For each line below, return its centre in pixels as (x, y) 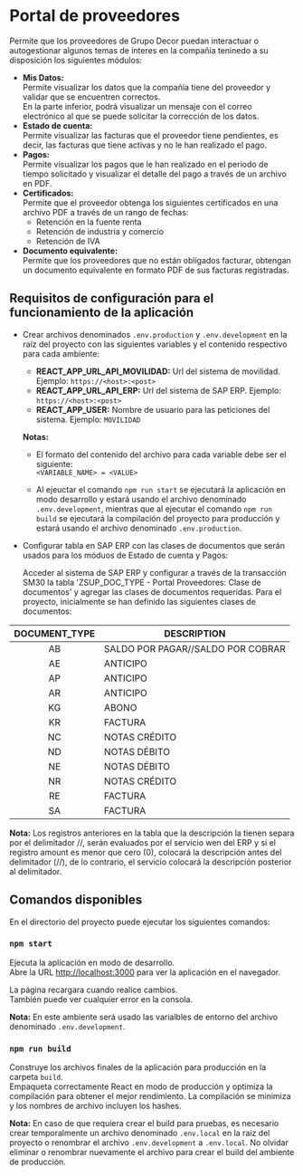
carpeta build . (36, 1077)
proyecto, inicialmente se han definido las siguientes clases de (139, 601)
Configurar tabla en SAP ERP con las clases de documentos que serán (153, 545)
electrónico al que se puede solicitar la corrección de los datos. (141, 116)
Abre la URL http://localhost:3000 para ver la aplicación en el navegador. (145, 972)
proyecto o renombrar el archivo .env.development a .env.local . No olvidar (149, 1143)
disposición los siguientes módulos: (76, 60)
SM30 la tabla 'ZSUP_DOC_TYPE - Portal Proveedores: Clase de (142, 582)
